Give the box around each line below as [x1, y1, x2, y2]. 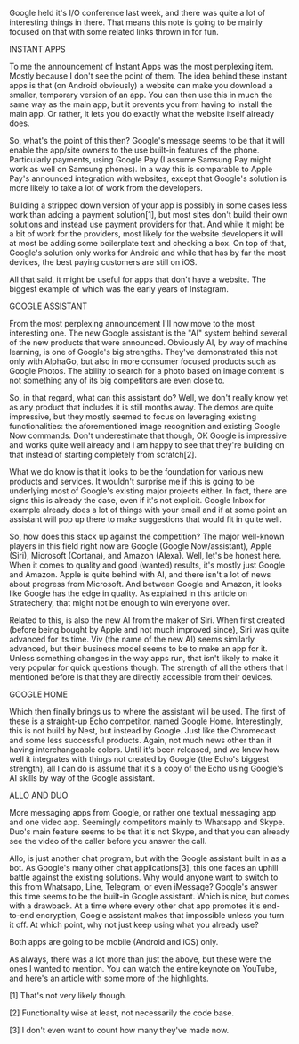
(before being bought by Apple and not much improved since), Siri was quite [9, 625, 290, 634]
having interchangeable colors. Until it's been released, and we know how [9, 744, 280, 755]
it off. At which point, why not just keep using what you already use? [9, 919, 260, 930]
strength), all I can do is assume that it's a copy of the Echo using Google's [9, 763, 284, 774]
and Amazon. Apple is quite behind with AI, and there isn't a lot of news [9, 569, 271, 579]
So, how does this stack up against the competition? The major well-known [9, 531, 285, 542]
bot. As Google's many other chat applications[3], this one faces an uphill [9, 863, 279, 873]
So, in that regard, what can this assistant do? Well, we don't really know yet [9, 393, 289, 402]
